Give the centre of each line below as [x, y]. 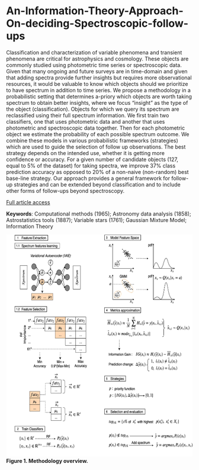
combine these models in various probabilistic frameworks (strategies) [92, 140]
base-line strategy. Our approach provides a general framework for [88, 178]
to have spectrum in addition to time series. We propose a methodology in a [99, 90]
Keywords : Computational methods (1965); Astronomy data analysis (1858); [99, 214]
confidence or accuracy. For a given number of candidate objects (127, [92, 159]
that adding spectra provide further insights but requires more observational [99, 78]
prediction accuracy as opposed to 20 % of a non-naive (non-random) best [97, 172]
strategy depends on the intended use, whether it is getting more [85, 153]
